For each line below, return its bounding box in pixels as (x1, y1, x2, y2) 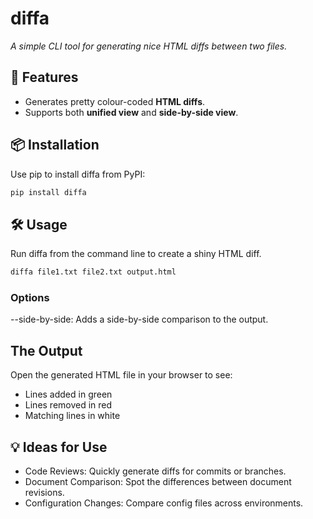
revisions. (24, 487, 65, 499)
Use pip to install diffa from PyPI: (10, 168, 146, 180)
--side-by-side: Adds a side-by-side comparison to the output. (10, 313, 269, 326)
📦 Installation (10, 137, 100, 154)
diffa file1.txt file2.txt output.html (10, 267, 177, 277)
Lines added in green (24, 388, 113, 401)
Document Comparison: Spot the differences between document (24, 476, 292, 488)
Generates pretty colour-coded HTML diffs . (24, 95, 206, 107)
